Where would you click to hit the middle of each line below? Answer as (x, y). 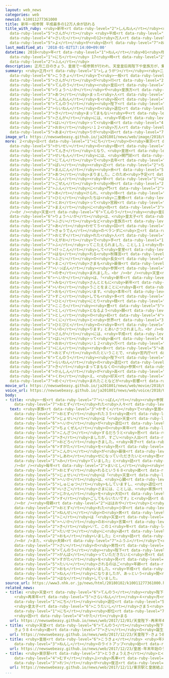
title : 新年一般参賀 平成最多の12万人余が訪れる (50, 24)
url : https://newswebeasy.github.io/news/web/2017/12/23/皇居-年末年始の (86, 649)
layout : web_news (23, 10)
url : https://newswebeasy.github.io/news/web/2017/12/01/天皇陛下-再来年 (86, 620)
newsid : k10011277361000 (31, 19)
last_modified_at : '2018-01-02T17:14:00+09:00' (56, 47)
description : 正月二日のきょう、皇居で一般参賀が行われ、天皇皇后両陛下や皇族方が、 (83, 66)
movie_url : (17, 385)
